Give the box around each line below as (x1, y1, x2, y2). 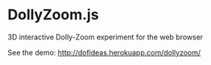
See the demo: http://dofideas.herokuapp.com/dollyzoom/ (7, 47, 201, 57)
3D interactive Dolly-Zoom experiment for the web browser (7, 32, 204, 42)
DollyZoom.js (7, 6, 99, 24)
